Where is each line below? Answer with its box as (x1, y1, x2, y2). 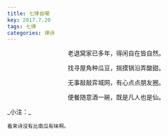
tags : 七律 (7, 23, 37, 30)
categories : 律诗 (7, 29, 55, 37)
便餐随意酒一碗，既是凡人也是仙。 (68, 93, 165, 101)
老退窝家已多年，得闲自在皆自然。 (68, 49, 165, 57)
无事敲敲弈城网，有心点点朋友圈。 (68, 79, 165, 87)
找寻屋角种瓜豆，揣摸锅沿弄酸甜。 (68, 64, 165, 72)
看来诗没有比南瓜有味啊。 (7, 123, 69, 130)
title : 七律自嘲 (7, 10, 50, 17)
